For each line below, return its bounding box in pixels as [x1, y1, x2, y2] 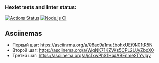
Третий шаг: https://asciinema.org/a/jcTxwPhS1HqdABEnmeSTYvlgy [12, 53, 151, 59]
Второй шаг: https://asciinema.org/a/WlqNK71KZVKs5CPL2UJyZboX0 [12, 47, 154, 53]
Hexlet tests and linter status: [5, 4, 77, 11]
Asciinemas [5, 29, 42, 38]
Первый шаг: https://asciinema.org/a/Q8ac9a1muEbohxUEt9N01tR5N [12, 42, 153, 48]
